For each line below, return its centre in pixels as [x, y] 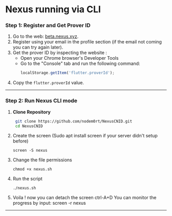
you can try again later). [38, 47]
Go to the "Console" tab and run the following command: [80, 64]
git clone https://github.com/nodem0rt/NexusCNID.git [74, 121]
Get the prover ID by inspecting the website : [60, 53]
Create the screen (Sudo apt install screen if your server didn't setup [85, 136]
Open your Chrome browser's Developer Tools [69, 58]
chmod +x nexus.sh [32, 170]
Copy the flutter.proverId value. [48, 83]
